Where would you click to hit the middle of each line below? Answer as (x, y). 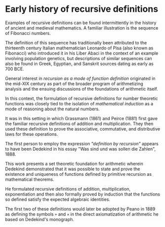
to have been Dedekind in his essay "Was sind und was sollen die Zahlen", (81, 149)
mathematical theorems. (30, 179)
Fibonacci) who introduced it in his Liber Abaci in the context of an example (82, 53)
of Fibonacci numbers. (28, 33)
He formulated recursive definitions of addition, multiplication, (68, 189)
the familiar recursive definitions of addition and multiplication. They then (79, 124)
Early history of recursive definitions (82, 9)
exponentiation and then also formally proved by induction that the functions (82, 194)
